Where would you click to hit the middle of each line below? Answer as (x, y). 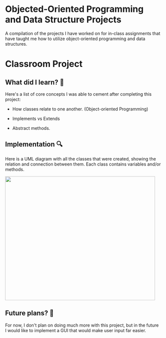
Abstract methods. (31, 128)
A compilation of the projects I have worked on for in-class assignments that (83, 33)
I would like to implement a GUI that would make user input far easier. (76, 330)
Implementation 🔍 (34, 144)
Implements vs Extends (36, 118)
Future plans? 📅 (30, 313)
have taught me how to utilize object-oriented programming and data (75, 39)
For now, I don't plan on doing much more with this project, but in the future (82, 325)
